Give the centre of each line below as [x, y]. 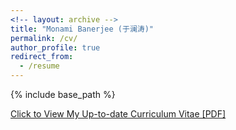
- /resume [39, 66]
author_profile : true [55, 47]
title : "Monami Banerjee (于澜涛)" [82, 29]
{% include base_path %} [63, 94]
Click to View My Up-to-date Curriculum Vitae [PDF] [118, 114]
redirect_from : [42, 57]
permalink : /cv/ [44, 38]
